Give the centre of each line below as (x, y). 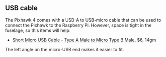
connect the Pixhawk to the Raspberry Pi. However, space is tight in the (78, 25)
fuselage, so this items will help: (38, 30)
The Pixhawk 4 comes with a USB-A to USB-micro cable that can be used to (83, 20)
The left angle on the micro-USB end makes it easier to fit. (65, 49)
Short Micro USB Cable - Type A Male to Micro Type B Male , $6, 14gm (84, 40)
